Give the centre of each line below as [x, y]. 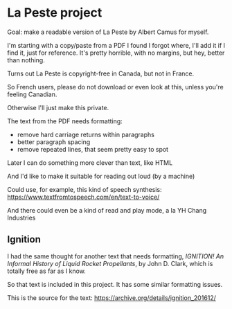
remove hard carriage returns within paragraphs [86, 134]
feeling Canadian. [32, 94]
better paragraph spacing [54, 142]
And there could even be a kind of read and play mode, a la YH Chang [107, 210]
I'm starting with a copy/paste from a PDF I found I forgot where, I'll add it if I [116, 45]
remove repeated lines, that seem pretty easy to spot [92, 149]
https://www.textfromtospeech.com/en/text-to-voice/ [83, 197]
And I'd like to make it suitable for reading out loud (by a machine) [101, 176]
